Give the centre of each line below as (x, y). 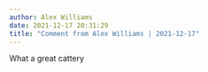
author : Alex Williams (51, 17)
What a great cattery (47, 59)
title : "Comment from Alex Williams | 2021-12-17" (104, 33)
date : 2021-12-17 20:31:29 (59, 25)
